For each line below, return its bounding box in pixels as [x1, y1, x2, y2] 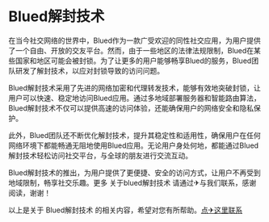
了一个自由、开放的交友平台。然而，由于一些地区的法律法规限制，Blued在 [8, 45, 254, 55]
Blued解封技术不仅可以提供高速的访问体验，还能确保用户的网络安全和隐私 [8, 103, 254, 113]
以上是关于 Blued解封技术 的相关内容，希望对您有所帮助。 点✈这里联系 [8, 205, 243, 215]
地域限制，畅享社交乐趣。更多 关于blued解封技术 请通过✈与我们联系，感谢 [8, 178, 257, 187]
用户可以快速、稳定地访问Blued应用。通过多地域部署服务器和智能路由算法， [8, 93, 261, 103]
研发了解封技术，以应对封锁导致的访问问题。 [15, 65, 164, 75]
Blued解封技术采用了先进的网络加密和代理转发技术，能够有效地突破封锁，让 [8, 82, 261, 93]
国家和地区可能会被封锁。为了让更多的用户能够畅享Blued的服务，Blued [15, 56, 252, 65]
